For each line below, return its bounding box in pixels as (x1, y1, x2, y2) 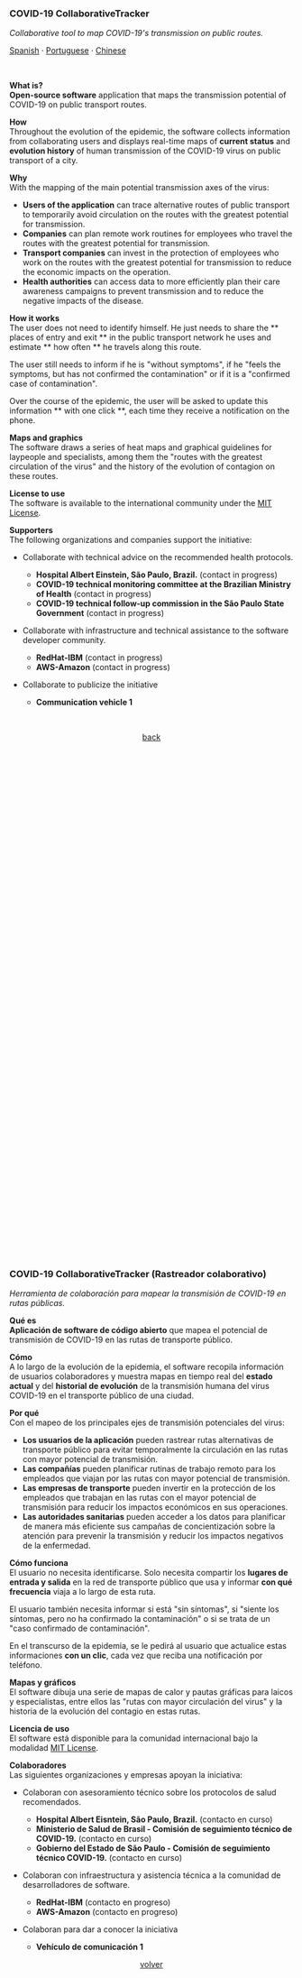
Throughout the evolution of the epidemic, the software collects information (9, 126, 290, 137)
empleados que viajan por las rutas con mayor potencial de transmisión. (22, 1473, 290, 1484)
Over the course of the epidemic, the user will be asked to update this (9, 396, 269, 407)
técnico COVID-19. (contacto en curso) (35, 1852, 183, 1863)
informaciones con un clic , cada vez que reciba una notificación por (9, 1650, 263, 1661)
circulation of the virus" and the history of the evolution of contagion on (9, 461, 275, 472)
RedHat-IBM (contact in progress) (35, 652, 163, 663)
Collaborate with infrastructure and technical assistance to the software (22, 625, 289, 636)
